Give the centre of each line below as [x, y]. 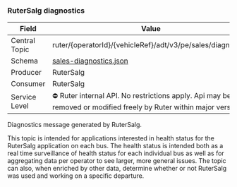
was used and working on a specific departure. [76, 176]
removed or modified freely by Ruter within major [134, 107]
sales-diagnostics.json [90, 61]
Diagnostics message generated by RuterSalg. [75, 125]
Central [23, 41]
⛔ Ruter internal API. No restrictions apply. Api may [136, 96]
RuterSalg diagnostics [46, 11]
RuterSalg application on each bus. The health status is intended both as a [115, 146]
